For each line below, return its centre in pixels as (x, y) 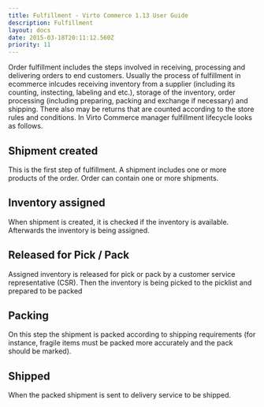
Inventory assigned (57, 203)
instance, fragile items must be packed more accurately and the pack (121, 343)
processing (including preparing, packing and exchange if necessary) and (128, 101)
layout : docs (30, 30)
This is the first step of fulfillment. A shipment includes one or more (117, 170)
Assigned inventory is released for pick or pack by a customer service (122, 274)
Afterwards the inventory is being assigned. (79, 230)
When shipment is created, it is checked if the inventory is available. (119, 222)
